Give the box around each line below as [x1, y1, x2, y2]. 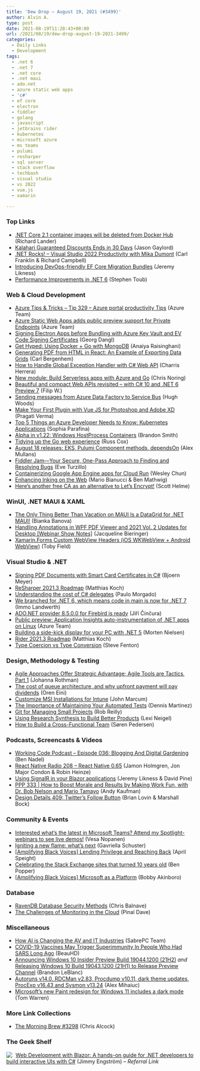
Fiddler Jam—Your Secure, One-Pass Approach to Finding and [14, 457, 170, 464]
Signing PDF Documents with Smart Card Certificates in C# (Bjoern [14, 571, 180, 579]
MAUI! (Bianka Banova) [14, 518, 72, 525]
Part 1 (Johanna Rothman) [14, 676, 79, 683]
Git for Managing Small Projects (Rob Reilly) [14, 708, 122, 715]
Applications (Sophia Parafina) [14, 425, 90, 432]
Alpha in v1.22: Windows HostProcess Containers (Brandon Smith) [14, 432, 178, 439]
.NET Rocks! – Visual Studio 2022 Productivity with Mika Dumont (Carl [14, 250, 188, 258]
